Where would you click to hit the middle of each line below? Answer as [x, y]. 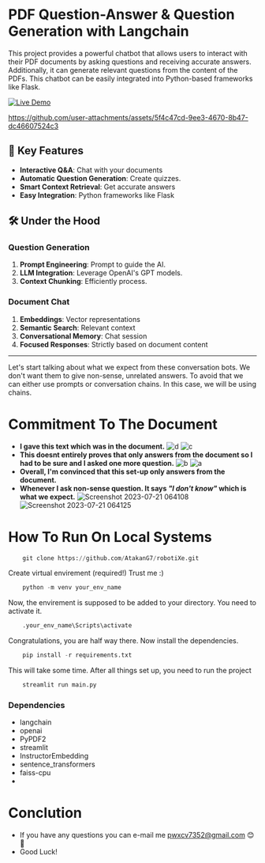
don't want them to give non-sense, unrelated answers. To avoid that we [126, 375]
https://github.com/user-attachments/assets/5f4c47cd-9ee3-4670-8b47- [128, 117]
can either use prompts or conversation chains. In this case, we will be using [132, 384]
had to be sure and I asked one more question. [97, 463]
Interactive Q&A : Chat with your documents [91, 170]
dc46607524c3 [34, 126]
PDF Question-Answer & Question [121, 15]
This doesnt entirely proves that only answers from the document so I [136, 454]
